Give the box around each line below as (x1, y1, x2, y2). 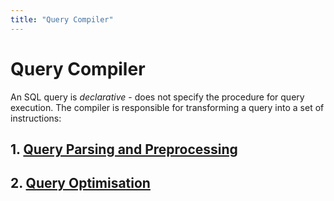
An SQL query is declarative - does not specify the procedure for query (10, 91, 305, 103)
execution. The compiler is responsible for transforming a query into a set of (10, 101, 325, 113)
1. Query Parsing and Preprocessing (10, 141, 238, 158)
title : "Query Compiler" (10, 14, 114, 25)
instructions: (10, 112, 62, 124)
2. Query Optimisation (10, 175, 151, 192)
